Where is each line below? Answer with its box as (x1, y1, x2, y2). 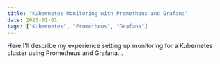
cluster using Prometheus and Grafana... (7, 49, 123, 57)
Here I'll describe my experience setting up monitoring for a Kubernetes (7, 42, 213, 50)
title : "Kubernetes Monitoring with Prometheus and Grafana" (7, 10, 189, 17)
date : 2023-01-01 (7, 17, 58, 23)
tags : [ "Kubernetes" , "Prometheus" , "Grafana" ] (7, 23, 148, 30)
